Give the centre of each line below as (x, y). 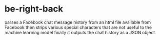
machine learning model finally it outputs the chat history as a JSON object (80, 32)
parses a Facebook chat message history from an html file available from (78, 22)
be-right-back (34, 9)
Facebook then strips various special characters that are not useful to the (78, 27)
